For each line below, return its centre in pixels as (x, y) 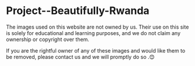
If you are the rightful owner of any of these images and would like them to (96, 50)
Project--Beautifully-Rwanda (78, 11)
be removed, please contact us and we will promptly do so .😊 (80, 57)
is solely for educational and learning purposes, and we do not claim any (93, 33)
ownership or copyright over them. (48, 39)
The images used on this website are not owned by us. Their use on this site (97, 27)
